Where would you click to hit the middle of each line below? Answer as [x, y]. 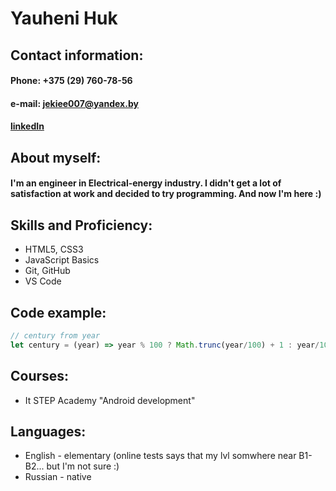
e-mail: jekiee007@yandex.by [74, 103]
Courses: [40, 376]
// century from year [55, 335]
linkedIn [27, 126]
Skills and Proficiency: [81, 225]
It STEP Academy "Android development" [110, 400]
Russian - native [58, 477]
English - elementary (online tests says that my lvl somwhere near [160, 456]
